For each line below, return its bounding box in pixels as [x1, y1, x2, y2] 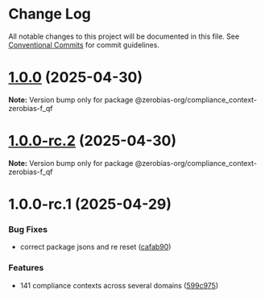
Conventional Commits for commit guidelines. [8, 39, 159, 49]
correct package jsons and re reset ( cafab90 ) [19, 242, 172, 252]
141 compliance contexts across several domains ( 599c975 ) [19, 280, 219, 290]
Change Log [8, 5, 91, 23]
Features [8, 263, 44, 274]
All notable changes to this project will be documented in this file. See [8, 31, 240, 41]
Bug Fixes [8, 223, 48, 234]
